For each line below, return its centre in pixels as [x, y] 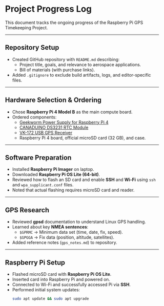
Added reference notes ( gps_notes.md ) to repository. [64, 243]
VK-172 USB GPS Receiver [46, 132]
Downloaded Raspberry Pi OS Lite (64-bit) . [56, 175]
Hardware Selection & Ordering [53, 100]
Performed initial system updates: [46, 290]
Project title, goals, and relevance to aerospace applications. [80, 64]
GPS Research [27, 210]
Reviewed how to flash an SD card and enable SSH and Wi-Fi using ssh [84, 180]
